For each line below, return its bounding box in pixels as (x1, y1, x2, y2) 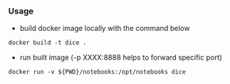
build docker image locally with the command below (19, 24, 190, 33)
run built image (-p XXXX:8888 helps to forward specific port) (19, 53, 223, 63)
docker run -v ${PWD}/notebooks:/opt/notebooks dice (8, 68, 186, 76)
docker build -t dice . (8, 39, 87, 47)
